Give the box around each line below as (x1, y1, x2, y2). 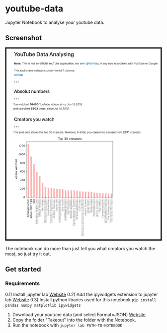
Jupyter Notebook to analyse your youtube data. (5, 19, 104, 25)
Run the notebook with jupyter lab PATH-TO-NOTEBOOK (12, 322, 123, 328)
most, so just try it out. (5, 251, 51, 257)
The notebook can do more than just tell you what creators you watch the (5, 245, 156, 251)
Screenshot (5, 34, 42, 42)
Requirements (5, 280, 40, 287)
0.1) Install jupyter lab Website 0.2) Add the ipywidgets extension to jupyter (5, 291, 158, 297)
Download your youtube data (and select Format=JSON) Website (12, 311, 146, 318)
